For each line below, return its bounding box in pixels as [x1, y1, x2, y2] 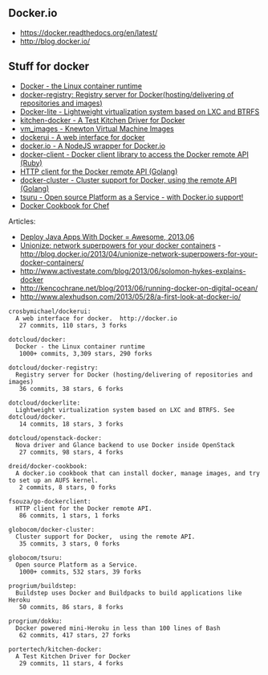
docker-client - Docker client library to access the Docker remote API [19, 149, 249, 159]
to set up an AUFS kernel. [8, 476, 99, 484]
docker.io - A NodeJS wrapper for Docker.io [19, 141, 166, 150]
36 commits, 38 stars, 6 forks [18, 385, 124, 393]
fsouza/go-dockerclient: [8, 497, 91, 505]
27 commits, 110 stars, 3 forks [18, 321, 128, 329]
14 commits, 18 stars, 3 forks [18, 420, 124, 428]
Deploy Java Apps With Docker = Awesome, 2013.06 [19, 232, 195, 241]
